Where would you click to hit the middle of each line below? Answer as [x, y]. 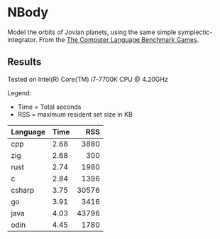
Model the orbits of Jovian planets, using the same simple [92, 32]
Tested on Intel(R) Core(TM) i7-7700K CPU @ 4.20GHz [88, 79]
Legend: [20, 92]
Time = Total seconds [49, 107]
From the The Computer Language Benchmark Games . [119, 39]
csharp [23, 190]
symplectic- [195, 32]
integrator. [22, 39]
